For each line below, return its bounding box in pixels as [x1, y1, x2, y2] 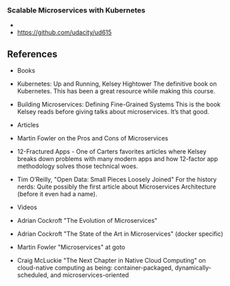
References [7, 48, 58, 60]
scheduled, [16, 271, 49, 279]
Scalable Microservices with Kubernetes [7, 5, 146, 15]
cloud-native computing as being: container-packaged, [16, 263, 174, 272]
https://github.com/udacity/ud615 [16, 28, 112, 36]
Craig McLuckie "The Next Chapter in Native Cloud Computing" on [16, 257, 206, 265]
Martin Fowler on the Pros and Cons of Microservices [16, 134, 168, 143]
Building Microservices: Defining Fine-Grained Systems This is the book [16, 100, 221, 108]
